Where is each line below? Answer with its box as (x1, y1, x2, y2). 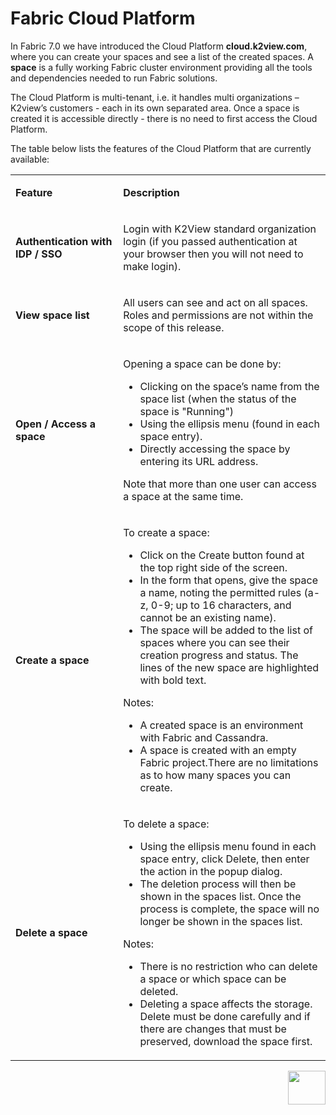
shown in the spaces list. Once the (139, 889, 302, 903)
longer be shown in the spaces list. (139, 914, 303, 928)
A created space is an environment (139, 718, 304, 732)
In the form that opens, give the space (139, 573, 318, 587)
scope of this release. (123, 320, 225, 334)
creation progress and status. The (139, 648, 299, 662)
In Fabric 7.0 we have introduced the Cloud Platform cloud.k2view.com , (10, 40, 308, 52)
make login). (123, 259, 182, 273)
